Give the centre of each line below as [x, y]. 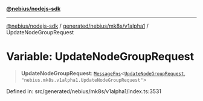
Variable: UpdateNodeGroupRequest [100, 57]
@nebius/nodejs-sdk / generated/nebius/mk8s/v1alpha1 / [78, 26]
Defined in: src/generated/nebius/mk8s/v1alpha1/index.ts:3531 [84, 91]
